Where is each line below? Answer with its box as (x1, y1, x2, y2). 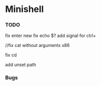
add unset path (5, 61, 36, 68)
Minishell (5, 3, 44, 15)
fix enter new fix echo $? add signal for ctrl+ (5, 32, 96, 38)
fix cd (5, 52, 17, 58)
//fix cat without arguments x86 (5, 42, 70, 48)
